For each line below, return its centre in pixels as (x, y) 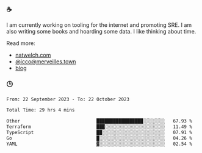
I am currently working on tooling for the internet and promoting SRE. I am (99, 25)
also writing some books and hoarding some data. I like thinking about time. (101, 32)
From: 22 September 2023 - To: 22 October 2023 (68, 99)
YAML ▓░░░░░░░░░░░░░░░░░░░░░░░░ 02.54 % (99, 144)
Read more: (21, 43)
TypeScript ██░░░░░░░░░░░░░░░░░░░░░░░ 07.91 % (99, 133)
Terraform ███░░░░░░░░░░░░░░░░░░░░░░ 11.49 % (99, 127)
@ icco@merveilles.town (45, 62)
